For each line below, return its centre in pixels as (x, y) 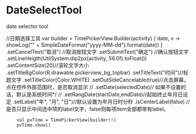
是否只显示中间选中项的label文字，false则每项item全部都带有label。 (87, 109)
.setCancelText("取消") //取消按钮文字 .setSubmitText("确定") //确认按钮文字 (97, 52)
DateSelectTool (44, 10)
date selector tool (27, 26)
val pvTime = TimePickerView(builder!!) (66, 120)
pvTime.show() (34, 125)
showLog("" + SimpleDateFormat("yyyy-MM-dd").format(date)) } (84, 45)
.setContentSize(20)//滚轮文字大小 (48, 65)
